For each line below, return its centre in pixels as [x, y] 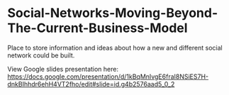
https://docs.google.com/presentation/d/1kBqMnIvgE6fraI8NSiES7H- [108, 77]
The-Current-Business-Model [97, 28]
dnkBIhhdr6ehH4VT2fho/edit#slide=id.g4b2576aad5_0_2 [91, 84]
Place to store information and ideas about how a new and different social [115, 47]
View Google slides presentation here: [63, 69]
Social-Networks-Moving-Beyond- [113, 13]
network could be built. [41, 55]
